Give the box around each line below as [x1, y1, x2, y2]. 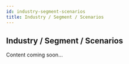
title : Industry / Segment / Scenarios [6, 14, 104, 20]
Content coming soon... [6, 51, 63, 59]
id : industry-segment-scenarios [6, 8, 85, 15]
